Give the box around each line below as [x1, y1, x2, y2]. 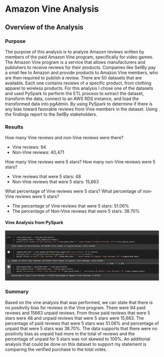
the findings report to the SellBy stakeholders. [5, 111, 98, 117]
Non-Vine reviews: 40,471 [12, 150, 64, 155]
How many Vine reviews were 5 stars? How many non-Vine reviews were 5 [5, 159, 156, 165]
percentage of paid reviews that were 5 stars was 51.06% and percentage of [5, 320, 159, 326]
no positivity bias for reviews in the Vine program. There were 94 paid [5, 305, 145, 310]
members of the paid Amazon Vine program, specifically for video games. [5, 54, 154, 60]
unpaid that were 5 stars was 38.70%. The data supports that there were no [5, 325, 158, 331]
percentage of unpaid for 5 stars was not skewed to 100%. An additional [5, 336, 150, 342]
